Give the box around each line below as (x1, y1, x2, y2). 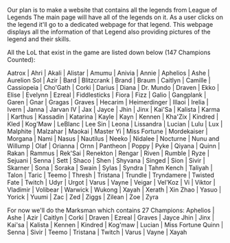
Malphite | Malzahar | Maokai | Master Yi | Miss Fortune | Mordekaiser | (7, 127, 208, 135)
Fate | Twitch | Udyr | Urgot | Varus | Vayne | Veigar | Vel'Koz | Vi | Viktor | (7, 178, 216, 186)
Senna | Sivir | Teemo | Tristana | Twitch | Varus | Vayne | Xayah (7, 228, 187, 236)
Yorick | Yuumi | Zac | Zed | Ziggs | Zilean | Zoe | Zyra (7, 193, 159, 201)
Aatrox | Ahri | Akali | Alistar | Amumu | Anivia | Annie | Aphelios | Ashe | (7, 69, 210, 77)
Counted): (7, 56, 36, 64)
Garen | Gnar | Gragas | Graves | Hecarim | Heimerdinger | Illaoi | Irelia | (7, 98, 209, 106)
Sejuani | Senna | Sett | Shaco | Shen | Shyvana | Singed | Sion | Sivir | (7, 157, 205, 164)
